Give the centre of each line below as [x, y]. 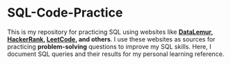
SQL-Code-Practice [65, 13]
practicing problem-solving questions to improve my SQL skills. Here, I [109, 46]
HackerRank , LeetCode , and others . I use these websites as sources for [111, 39]
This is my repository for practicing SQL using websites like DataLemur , [110, 32]
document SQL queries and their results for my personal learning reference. [116, 54]
